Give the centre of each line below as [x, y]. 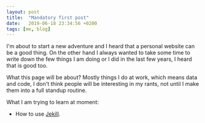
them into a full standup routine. [47, 90]
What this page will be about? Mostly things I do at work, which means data [102, 77]
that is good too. [27, 66]
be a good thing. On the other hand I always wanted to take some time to [98, 53]
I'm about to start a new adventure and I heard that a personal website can [101, 46]
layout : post [23, 12]
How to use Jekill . [38, 114]
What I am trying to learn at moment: [53, 102]
